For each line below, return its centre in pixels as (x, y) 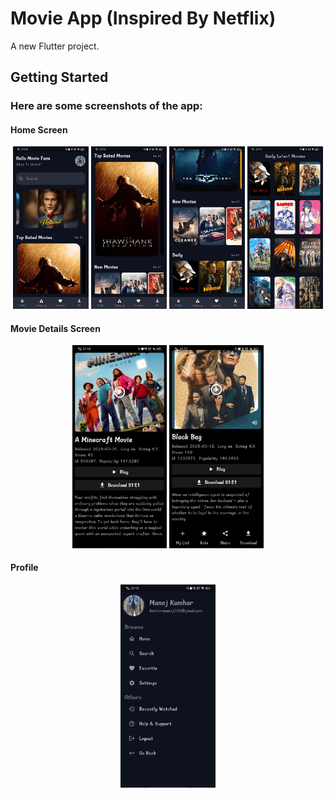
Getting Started (59, 77)
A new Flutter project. (55, 46)
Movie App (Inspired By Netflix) (143, 18)
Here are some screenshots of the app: (106, 106)
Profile (24, 568)
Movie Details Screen (55, 328)
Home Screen (39, 129)
